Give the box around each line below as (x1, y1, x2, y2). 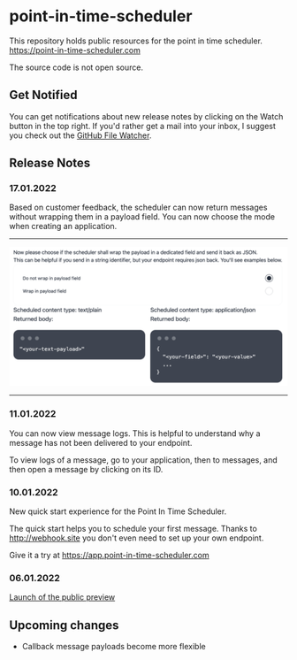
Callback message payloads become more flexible (21, 641, 206, 652)
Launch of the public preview (9, 592, 116, 602)
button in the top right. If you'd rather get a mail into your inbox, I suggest (9, 120, 277, 131)
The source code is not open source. (9, 62, 144, 73)
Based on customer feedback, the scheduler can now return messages (9, 202, 268, 213)
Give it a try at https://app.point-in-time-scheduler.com (9, 550, 209, 561)
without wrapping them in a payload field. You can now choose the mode (9, 211, 276, 222)
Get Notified (9, 88, 78, 103)
